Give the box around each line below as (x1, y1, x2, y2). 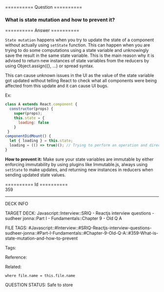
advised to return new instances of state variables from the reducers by (5, 58, 149, 64)
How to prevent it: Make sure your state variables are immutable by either (5, 156, 154, 162)
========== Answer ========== (5, 27, 80, 33)
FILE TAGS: (5, 225, 28, 231)
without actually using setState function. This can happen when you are (5, 42, 150, 48)
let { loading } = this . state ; (9, 138, 73, 144)
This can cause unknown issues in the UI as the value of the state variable (5, 73, 154, 78)
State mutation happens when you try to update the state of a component (5, 37, 154, 43)
